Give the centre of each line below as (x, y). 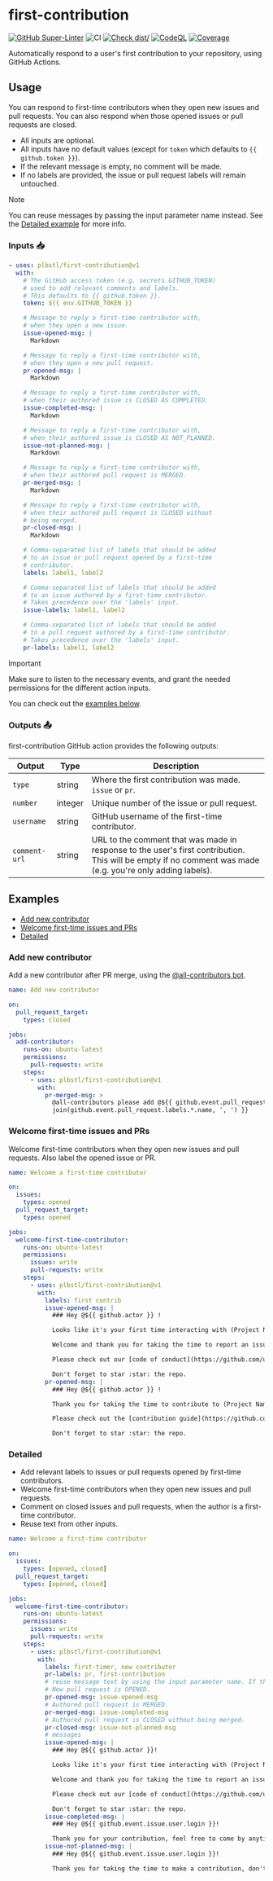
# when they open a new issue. (76, 326)
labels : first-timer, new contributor (110, 1667)
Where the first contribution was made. (166, 780)
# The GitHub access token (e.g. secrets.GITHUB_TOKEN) (120, 280)
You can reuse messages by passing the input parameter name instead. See (136, 215)
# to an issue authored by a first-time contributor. (116, 595)
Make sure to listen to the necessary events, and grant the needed (119, 679)
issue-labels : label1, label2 (74, 610)
